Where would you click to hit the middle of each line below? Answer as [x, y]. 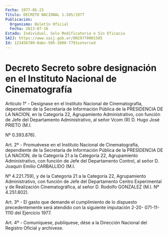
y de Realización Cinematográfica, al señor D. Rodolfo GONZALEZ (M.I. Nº [82, 187]
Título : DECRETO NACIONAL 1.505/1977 [45, 15]
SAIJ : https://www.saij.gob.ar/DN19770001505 [54, 38]
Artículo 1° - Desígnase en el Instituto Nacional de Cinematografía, [74, 103]
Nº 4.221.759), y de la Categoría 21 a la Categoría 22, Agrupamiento [76, 176]
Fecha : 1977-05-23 [24, 10]
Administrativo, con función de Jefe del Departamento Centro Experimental [83, 181]
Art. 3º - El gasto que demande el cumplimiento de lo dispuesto [71, 202]
